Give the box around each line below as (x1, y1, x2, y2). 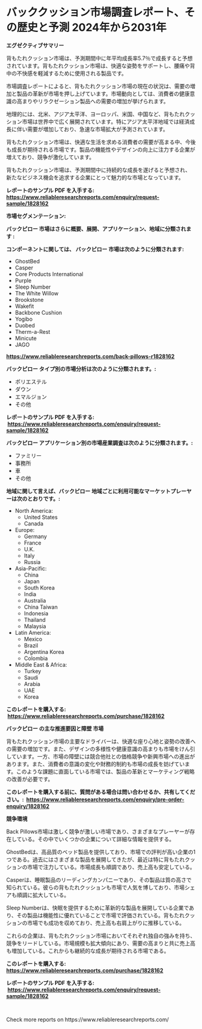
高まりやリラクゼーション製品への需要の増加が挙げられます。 (16, 97, 170, 104)
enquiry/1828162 (6, 803, 50, 810)
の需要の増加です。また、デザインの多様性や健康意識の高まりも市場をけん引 (6, 745, 195, 752)
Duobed (14, 321, 35, 329)
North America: (14, 507, 53, 514)
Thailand (23, 616, 46, 623)
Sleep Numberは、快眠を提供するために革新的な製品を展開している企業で (6, 904, 189, 911)
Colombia (23, 655, 48, 662)
